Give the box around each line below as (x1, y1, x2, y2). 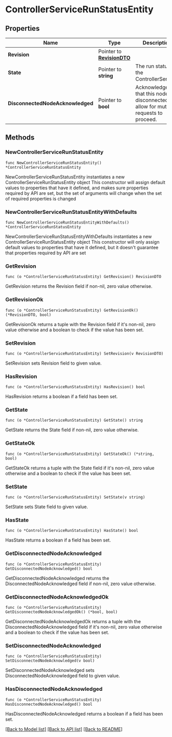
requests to (135, 109, 163, 116)
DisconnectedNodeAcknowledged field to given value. (5, 673, 120, 679)
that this (135, 90, 155, 97)
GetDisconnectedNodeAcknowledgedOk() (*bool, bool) (5, 609, 118, 614)
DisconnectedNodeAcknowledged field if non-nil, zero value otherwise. (5, 581, 156, 587)
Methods (5, 133, 35, 142)
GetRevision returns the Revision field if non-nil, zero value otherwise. (5, 283, 153, 289)
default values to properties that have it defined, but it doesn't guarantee (5, 244, 159, 250)
